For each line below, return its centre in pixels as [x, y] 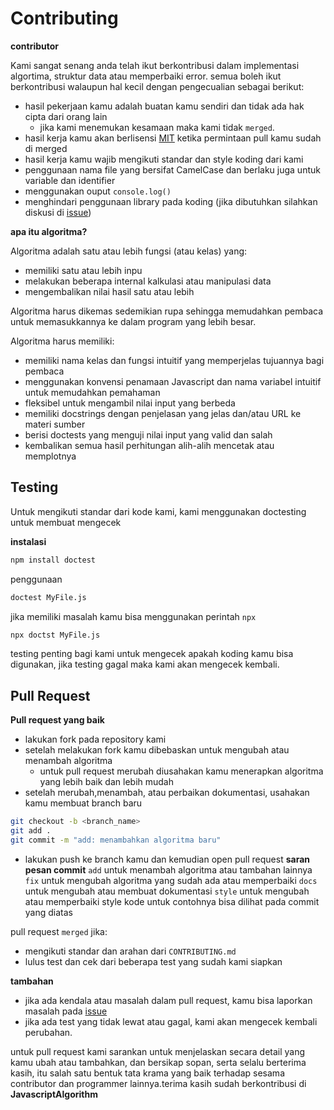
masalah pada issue [66, 1011]
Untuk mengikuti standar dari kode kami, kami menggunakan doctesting [158, 511]
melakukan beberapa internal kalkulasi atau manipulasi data [148, 281]
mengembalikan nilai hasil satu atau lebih [109, 291]
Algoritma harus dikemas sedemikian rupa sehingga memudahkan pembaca [167, 311]
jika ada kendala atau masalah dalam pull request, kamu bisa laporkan [168, 1000]
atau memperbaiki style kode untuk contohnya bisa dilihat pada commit [172, 901]
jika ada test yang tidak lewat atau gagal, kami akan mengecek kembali [171, 1021]
